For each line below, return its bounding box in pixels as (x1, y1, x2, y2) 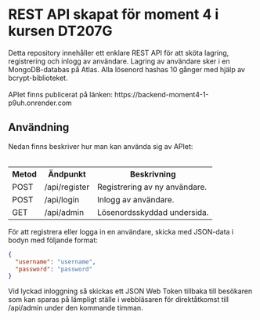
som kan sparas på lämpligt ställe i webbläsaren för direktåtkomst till (8, 295, 229, 304)
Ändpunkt (48, 169, 86, 180)
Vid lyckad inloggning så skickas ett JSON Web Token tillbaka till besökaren (8, 286, 253, 296)
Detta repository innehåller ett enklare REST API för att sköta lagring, (8, 48, 229, 57)
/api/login (44, 194, 80, 205)
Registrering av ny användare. (96, 181, 208, 192)
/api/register (44, 181, 90, 192)
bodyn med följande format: (8, 235, 98, 245)
